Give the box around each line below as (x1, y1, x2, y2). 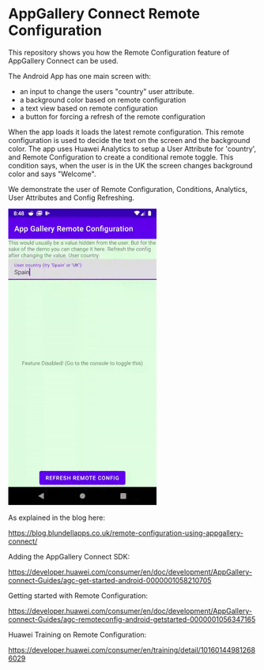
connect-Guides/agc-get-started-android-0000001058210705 (8, 575, 212, 585)
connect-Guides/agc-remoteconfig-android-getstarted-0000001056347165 (8, 614, 256, 624)
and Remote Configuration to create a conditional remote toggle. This (8, 152, 234, 162)
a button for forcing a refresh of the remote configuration (19, 111, 206, 121)
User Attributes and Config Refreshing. (8, 193, 135, 202)
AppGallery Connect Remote (8, 5, 200, 23)
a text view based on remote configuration (19, 104, 158, 113)
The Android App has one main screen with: (8, 71, 152, 81)
